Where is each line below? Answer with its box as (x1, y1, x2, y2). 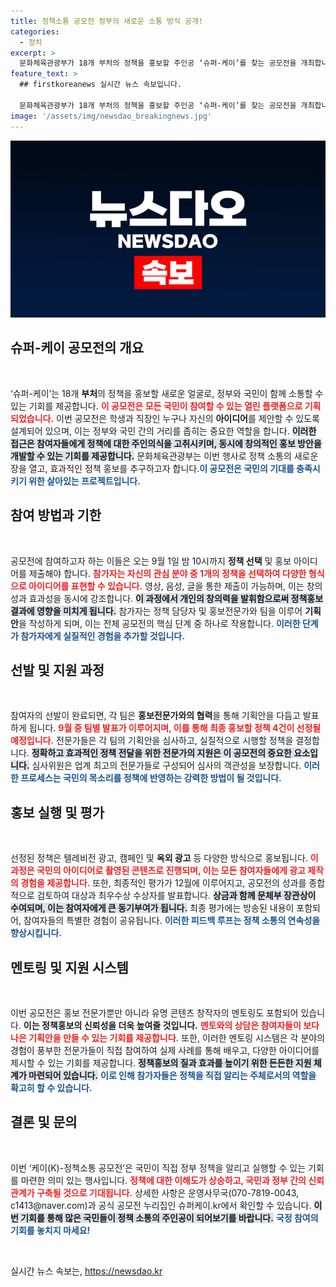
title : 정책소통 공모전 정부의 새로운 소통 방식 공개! (10, 16, 204, 26)
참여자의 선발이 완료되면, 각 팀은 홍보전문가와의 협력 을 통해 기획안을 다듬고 (10, 710, 301, 722)
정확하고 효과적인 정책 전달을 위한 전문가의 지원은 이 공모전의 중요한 (31, 747, 292, 759)
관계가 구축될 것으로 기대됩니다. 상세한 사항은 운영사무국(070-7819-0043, (10, 1186, 300, 1199)
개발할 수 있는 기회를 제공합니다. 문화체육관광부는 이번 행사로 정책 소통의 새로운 (10, 450, 319, 462)
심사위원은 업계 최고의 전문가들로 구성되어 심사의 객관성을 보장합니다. (31, 760, 302, 772)
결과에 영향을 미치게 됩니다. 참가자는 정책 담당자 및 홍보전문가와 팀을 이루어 (10, 605, 303, 617)
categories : (10, 26, 60, 37)
